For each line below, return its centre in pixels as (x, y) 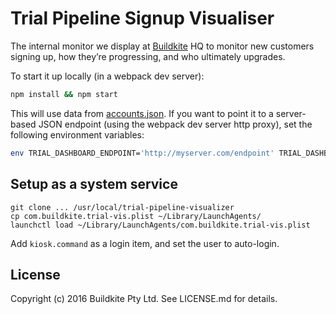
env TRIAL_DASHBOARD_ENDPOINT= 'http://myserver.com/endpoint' (142, 153)
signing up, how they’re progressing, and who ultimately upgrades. (148, 56)
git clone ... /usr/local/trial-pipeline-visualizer (122, 207)
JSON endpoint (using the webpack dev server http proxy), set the (175, 124)
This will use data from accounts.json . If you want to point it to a (142, 113)
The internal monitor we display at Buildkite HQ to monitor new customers (162, 46)
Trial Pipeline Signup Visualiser (142, 18)
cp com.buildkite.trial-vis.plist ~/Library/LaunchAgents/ (136, 216)
